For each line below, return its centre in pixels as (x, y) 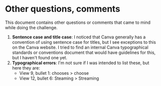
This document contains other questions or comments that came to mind (78, 22)
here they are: (26, 68)
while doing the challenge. (31, 27)
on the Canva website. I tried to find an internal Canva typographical (80, 47)
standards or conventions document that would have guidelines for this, (84, 52)
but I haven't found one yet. (40, 57)
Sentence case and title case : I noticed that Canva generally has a (79, 37)
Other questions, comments (63, 9)
